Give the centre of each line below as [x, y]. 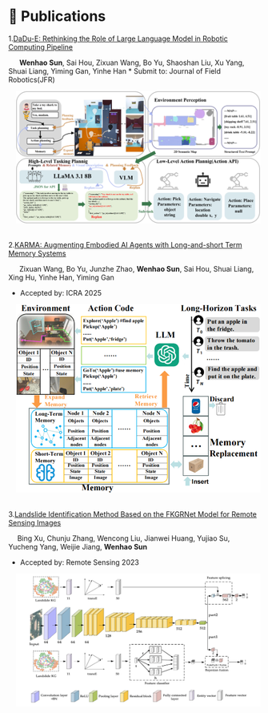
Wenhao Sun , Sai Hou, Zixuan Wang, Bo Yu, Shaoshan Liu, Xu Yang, [132, 62]
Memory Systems [37, 253]
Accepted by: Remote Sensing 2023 [80, 562]
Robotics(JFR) [32, 79]
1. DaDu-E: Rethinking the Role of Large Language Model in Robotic [118, 38]
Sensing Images [35, 523]
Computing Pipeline [41, 46]
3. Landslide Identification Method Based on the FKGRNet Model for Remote [133, 514]
